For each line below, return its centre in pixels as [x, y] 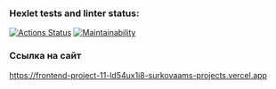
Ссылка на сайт [45, 56]
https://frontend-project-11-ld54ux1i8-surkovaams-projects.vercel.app [138, 75]
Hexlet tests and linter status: [74, 13]
